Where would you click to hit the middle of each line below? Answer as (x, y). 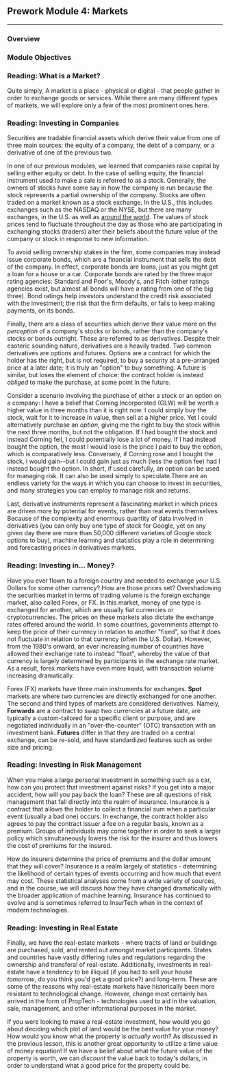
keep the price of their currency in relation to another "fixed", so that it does (114, 631)
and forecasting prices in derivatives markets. (72, 548)
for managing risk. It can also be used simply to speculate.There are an (107, 476)
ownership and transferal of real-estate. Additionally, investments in (103, 965)
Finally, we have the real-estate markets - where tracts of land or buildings (112, 943)
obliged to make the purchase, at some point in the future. (89, 382)
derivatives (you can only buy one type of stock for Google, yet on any (107, 526)
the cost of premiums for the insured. (60, 845)
